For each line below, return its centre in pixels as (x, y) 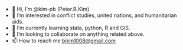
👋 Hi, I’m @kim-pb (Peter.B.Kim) (50, 9)
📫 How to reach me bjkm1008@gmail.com (64, 41)
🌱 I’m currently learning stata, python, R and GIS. (71, 28)
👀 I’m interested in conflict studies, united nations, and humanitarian (94, 15)
